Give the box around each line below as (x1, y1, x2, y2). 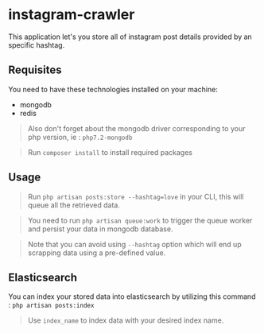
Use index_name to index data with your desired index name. (27, 316, 224, 325)
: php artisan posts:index (8, 300, 95, 310)
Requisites (8, 64, 62, 77)
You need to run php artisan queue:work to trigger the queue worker (27, 215, 253, 225)
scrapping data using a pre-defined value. (27, 248, 166, 257)
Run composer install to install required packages (27, 147, 193, 157)
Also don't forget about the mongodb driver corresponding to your (27, 123, 246, 133)
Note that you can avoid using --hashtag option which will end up (27, 239, 242, 249)
